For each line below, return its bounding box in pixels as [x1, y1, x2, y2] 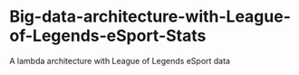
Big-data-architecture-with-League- [9, 6, 292, 27]
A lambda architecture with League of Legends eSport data [9, 55, 231, 66]
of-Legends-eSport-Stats [9, 25, 207, 46]
